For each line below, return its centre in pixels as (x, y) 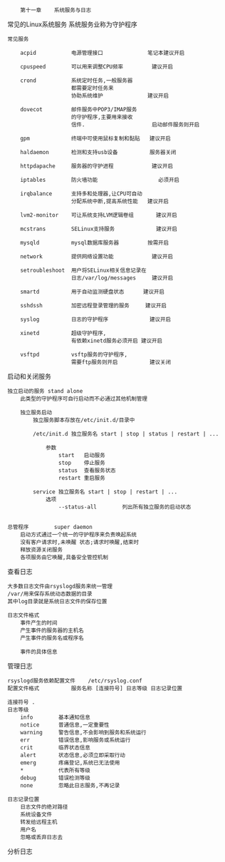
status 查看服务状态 (87, 471)
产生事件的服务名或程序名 (52, 638)
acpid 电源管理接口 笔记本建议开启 (103, 53)
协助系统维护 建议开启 (120, 96)
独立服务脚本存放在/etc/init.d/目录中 (84, 420)
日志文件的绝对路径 (44, 807)
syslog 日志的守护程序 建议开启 (96, 319)
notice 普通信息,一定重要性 (65, 725)
